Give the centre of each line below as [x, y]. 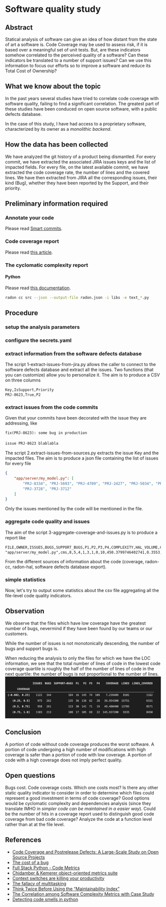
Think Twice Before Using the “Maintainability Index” [66, 889]
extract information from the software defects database [73, 354]
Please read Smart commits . [34, 228]
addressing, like [21, 423]
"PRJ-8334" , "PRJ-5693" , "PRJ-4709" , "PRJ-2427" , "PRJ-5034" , [88, 483]
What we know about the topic [53, 86]
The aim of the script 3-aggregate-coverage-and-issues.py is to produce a [82, 532]
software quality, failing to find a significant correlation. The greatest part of [82, 104]
